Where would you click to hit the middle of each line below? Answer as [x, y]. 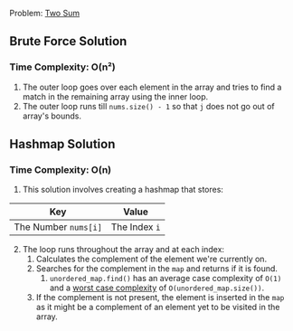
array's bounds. [52, 116]
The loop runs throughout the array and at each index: [123, 250]
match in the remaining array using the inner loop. [115, 96]
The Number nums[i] [58, 227]
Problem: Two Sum [44, 13]
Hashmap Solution [62, 144]
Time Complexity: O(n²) [62, 67]
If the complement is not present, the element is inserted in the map [160, 298]
